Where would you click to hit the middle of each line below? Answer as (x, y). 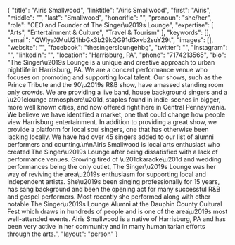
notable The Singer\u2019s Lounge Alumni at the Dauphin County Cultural (115, 204)
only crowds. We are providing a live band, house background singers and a (118, 92)
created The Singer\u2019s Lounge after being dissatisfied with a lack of (113, 152)
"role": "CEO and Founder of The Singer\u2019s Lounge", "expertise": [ (110, 25)
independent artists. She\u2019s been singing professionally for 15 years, (114, 181)
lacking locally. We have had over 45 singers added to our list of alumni (111, 137)
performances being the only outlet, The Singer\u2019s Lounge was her (112, 167)
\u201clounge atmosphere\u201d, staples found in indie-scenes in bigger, (114, 100)
